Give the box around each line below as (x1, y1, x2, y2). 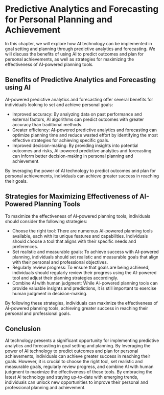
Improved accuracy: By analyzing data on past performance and (12, 111, 142, 117)
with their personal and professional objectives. (12, 259, 108, 265)
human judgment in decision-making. (12, 290, 88, 296)
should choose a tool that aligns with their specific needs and (12, 238, 136, 244)
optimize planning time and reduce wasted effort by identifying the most (12, 132, 158, 138)
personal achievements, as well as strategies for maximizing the (5, 56, 134, 62)
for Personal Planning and (5, 14, 113, 25)
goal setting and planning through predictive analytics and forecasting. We (5, 46, 156, 52)
